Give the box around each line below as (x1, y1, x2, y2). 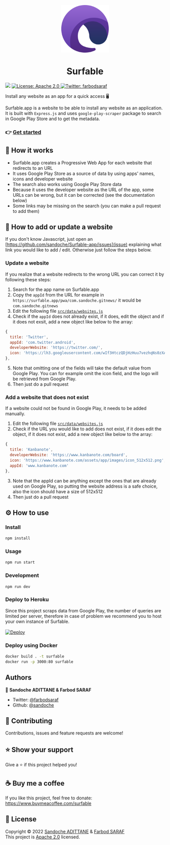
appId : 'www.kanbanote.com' (10, 463, 69, 468)
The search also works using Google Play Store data (12, 181, 122, 187)
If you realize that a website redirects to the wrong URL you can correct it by (5, 271, 164, 277)
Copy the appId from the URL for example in (12, 291, 104, 298)
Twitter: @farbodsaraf (12, 696, 59, 703)
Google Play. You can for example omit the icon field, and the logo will (12, 371, 158, 377)
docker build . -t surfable (5, 654, 65, 659)
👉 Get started (5, 128, 41, 135)
